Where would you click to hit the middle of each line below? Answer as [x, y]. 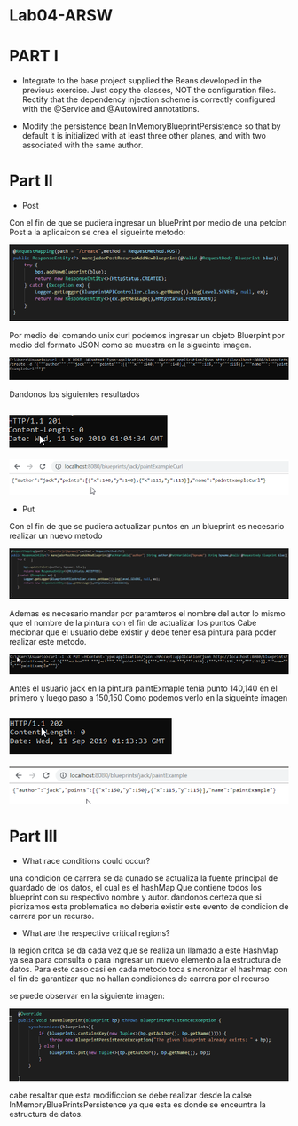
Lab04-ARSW [61, 16]
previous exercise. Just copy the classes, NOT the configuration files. [149, 91]
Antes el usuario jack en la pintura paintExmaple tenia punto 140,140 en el [143, 688]
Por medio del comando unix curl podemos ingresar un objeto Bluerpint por [147, 335]
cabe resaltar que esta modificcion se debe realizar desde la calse [131, 1095]
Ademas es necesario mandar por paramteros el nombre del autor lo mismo [147, 613]
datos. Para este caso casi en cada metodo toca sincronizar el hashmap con [149, 969]
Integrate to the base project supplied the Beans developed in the [141, 81]
